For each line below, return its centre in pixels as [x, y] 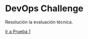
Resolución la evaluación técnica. [39, 22]
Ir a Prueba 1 [18, 31]
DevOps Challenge [44, 9]
